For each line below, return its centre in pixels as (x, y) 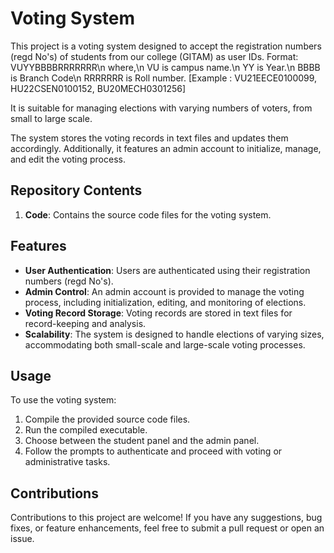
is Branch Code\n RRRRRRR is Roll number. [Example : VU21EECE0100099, (164, 78)
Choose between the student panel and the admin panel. (142, 441)
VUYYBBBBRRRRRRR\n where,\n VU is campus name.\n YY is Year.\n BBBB (165, 67)
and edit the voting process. (68, 159)
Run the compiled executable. (86, 430)
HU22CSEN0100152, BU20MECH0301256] (98, 88)
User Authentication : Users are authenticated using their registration (167, 270)
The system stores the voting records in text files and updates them (149, 138)
